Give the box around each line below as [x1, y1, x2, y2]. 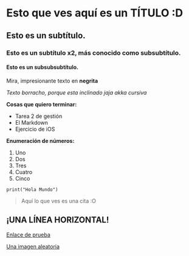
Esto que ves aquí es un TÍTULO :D [6, 6, 184, 20]
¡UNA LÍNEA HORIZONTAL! [6, 215, 109, 225]
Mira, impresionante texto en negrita [6, 77, 98, 85]
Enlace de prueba [6, 231, 50, 238]
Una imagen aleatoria [6, 243, 60, 250]
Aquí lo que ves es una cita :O [21, 197, 96, 204]
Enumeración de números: [6, 137, 75, 144]
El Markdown [15, 119, 49, 126]
